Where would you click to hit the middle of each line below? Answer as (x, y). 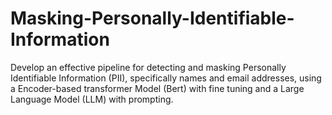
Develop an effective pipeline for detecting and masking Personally (148, 67)
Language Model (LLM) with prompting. (92, 99)
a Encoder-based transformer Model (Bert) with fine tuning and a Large (157, 88)
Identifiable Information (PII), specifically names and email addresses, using (166, 78)
